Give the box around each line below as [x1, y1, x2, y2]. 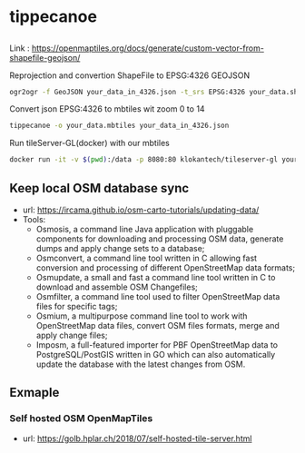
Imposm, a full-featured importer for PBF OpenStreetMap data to [35, 340, 279, 350]
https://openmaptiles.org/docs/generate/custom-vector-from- [31, 43, 265, 54]
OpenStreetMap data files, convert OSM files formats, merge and [35, 320, 280, 331]
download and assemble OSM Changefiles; [35, 281, 198, 292]
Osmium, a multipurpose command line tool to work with [35, 310, 248, 321]
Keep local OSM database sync [9, 180, 190, 196]
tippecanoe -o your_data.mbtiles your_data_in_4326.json [9, 121, 230, 131]
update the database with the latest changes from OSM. [35, 359, 246, 369]
